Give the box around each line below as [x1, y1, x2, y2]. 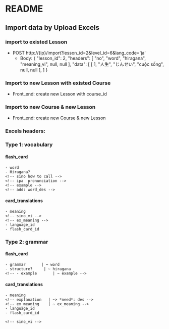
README [5, 3, 43, 15]
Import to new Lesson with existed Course [5, 79, 111, 86]
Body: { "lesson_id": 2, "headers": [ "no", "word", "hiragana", [20, 55, 146, 61]
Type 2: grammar [5, 238, 48, 245]
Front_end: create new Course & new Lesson [12, 115, 106, 121]
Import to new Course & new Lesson [5, 104, 96, 111]
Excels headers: [5, 127, 45, 134]
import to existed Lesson [5, 38, 68, 45]
